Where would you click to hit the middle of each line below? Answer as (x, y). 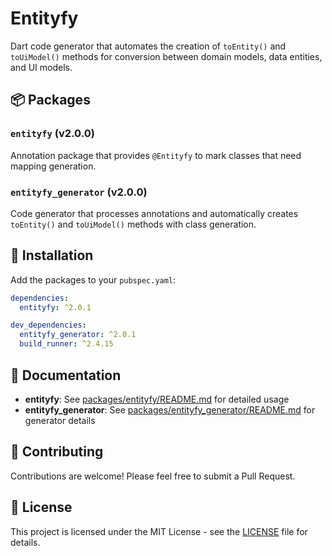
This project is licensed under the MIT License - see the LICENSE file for (159, 531)
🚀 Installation (52, 255)
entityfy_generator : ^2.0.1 (78, 335)
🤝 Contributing (57, 452)
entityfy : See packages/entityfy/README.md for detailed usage (157, 399)
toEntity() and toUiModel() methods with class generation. (133, 224)
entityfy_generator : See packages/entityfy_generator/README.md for (170, 409)
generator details (60, 420)
